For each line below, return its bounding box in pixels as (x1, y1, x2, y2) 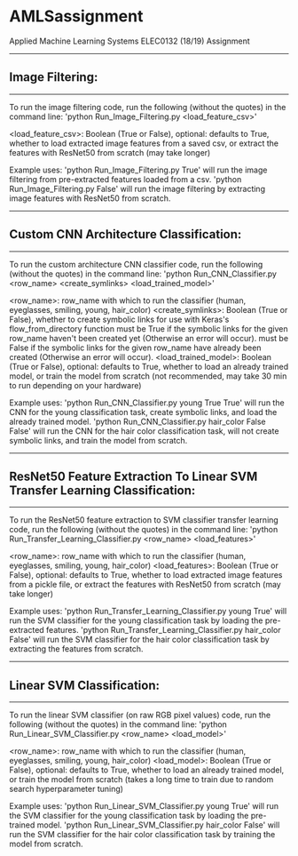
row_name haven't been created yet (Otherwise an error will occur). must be (9, 332, 289, 343)
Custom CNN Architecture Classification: (9, 227, 242, 242)
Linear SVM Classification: (9, 677, 160, 692)
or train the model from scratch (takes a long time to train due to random (9, 774, 274, 785)
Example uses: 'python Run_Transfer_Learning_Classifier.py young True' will (9, 606, 287, 617)
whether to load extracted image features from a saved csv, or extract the (9, 138, 279, 148)
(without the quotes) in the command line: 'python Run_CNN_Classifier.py (9, 268, 278, 279)
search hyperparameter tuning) (9, 784, 124, 795)
